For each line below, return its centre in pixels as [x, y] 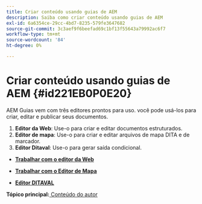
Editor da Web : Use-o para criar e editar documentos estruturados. [99, 128]
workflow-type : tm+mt [33, 34]
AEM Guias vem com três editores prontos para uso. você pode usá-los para [101, 110]
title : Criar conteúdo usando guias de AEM [62, 12]
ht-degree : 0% [24, 46]
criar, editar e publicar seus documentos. [57, 116]
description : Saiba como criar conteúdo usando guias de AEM [85, 18]
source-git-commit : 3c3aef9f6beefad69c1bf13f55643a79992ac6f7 [86, 29]
